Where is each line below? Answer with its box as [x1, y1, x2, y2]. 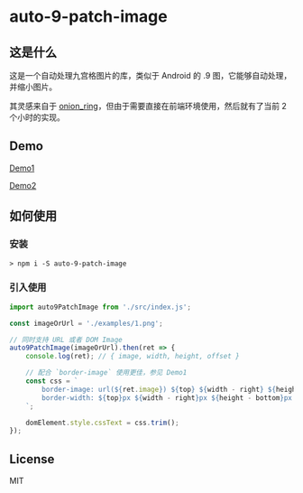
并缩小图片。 [9, 81, 57, 92]
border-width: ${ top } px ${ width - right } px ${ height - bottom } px [41, 393, 293, 403]
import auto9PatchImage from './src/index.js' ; [9, 302, 192, 312]
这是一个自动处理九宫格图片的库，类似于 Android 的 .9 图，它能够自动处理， [9, 70, 292, 80]
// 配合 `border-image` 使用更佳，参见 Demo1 [25, 368, 188, 377]
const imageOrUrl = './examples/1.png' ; [9, 319, 164, 328]
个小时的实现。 [9, 112, 65, 123]
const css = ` [25, 377, 78, 386]
